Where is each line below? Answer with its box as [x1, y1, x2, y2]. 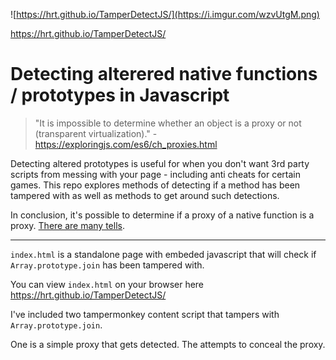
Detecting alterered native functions [10, 63, 318, 86]
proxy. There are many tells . [10, 219, 125, 231]
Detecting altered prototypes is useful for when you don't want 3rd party [10, 157, 310, 169]
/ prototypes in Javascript [10, 84, 230, 107]
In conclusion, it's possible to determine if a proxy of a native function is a [10, 209, 315, 221]
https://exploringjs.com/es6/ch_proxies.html [34, 138, 218, 150]
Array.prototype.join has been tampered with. [10, 259, 205, 271]
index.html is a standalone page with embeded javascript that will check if [10, 248, 317, 260]
